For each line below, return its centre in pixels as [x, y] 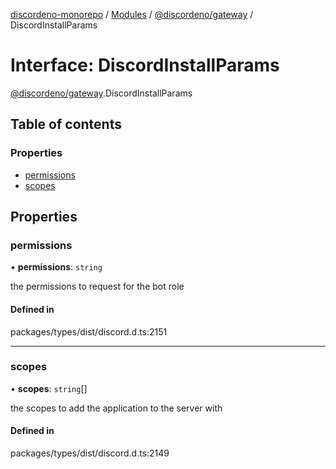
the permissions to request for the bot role [97, 286]
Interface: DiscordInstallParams [145, 65]
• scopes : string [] [49, 388]
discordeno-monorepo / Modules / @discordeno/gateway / [132, 14]
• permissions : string [56, 267]
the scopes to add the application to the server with [116, 408]
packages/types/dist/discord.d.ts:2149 [90, 453]
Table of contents [66, 124]
